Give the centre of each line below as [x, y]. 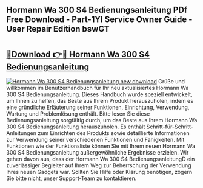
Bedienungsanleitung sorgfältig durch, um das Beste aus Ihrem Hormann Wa [102, 120]
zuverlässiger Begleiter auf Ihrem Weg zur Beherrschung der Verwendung [99, 165]
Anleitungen [22, 133]
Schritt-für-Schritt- [170, 127]
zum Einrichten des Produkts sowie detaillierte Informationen [113, 133]
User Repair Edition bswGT [58, 29]
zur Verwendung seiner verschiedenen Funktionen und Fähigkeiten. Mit [95, 140]
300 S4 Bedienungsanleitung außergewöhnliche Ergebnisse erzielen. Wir [98, 152]
